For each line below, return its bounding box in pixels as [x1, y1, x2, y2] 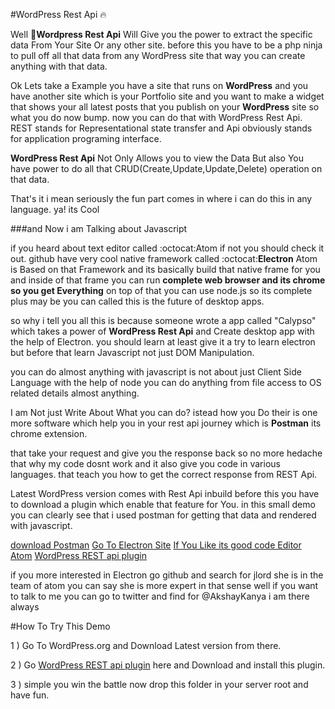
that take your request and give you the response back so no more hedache [10, 447, 323, 459]
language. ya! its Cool [10, 204, 100, 215]
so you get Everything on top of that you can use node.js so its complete [10, 285, 313, 296]
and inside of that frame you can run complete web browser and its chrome [10, 274, 326, 286]
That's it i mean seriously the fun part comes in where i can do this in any [10, 193, 313, 204]
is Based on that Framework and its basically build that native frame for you [10, 264, 321, 275]
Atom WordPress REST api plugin [10, 550, 147, 561]
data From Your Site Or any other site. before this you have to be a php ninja [10, 39, 323, 51]
